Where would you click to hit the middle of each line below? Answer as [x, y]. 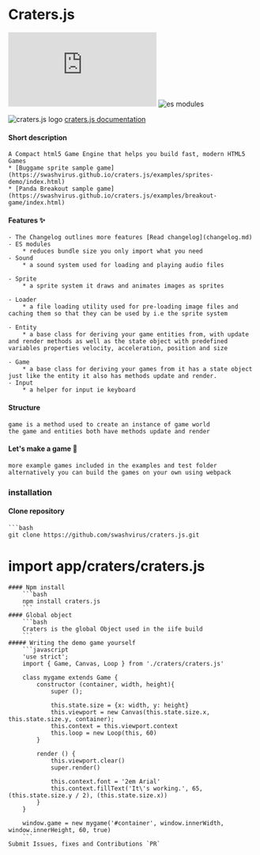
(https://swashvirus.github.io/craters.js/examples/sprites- [111, 175]
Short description [38, 137]
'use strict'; [45, 657]
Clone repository [36, 511]
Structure [24, 407]
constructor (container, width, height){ [106, 684]
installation [30, 492]
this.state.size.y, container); [61, 719]
